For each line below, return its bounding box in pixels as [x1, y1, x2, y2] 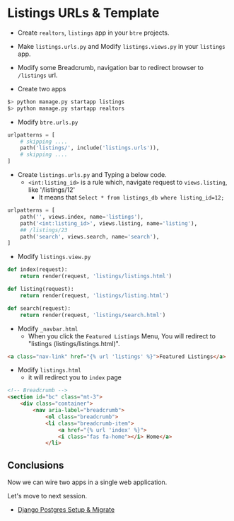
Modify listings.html [17, 366, 81, 374]
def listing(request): [7, 285, 74, 293]
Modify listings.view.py [17, 253, 91, 261]
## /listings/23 [20, 227, 69, 234]
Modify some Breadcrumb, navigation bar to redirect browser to [17, 63, 204, 71]
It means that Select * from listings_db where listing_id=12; [38, 193, 225, 202]
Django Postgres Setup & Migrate [17, 505, 115, 514]
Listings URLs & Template [7, 5, 160, 21]
